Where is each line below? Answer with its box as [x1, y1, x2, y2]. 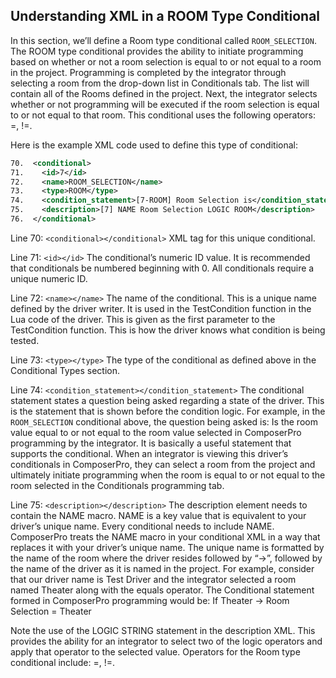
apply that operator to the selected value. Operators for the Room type [10, 645, 301, 658]
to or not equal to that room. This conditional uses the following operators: [10, 109, 316, 121]
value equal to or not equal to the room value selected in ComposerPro [10, 426, 302, 438]
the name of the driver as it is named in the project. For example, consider [10, 562, 315, 574]
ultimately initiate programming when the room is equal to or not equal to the [10, 469, 326, 481]
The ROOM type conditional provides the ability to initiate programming [10, 45, 304, 57]
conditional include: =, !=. [10, 656, 116, 668]
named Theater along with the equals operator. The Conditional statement [10, 584, 315, 596]
